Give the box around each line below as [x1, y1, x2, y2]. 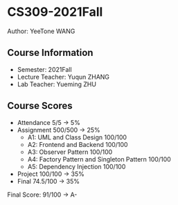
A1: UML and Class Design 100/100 [27, 133, 127, 141]
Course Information [7, 47, 94, 59]
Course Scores [7, 100, 73, 112]
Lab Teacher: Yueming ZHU [17, 80, 97, 88]
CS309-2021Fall [7, 4, 103, 20]
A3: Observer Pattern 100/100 [27, 148, 113, 156]
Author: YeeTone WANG [7, 27, 75, 35]
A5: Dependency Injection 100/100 [27, 162, 126, 170]
